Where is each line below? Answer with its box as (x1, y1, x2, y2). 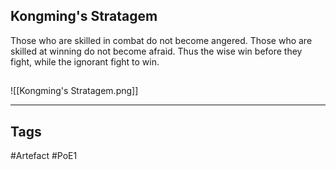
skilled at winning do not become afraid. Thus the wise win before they (10, 45, 303, 57)
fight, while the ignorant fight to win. (10, 55, 160, 68)
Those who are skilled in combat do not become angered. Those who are (10, 34, 313, 46)
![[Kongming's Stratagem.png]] (10, 85, 139, 97)
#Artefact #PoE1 (10, 150, 78, 162)
